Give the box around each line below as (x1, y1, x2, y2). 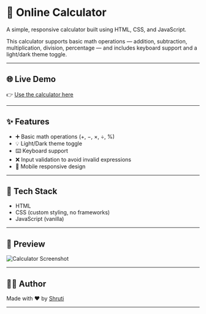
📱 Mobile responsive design (15, 162, 86, 170)
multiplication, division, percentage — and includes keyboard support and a (6, 44, 197, 51)
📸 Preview (6, 239, 45, 249)
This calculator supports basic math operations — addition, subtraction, (6, 37, 188, 45)
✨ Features (6, 116, 50, 127)
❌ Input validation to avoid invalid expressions (15, 155, 132, 163)
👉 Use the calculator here (6, 91, 74, 98)
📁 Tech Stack (6, 186, 58, 196)
